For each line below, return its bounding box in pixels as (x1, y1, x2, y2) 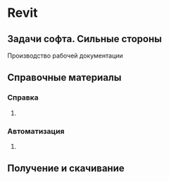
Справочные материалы (7, 72, 122, 83)
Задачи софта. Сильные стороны (7, 33, 162, 45)
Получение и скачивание (7, 163, 125, 175)
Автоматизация (7, 126, 65, 136)
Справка (7, 93, 39, 102)
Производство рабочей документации (7, 51, 123, 60)
